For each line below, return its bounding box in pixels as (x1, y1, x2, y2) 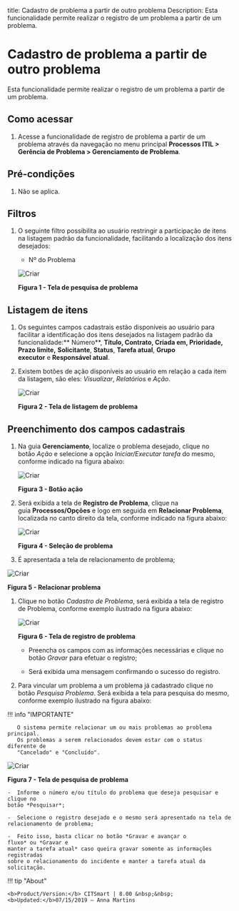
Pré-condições (7, 168, 75, 181)
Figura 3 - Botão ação (17, 485, 83, 493)
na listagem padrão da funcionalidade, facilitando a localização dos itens (17, 234, 232, 243)
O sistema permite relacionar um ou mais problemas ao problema (16, 724, 213, 731)
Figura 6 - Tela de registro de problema (17, 632, 136, 640)
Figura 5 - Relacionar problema (7, 583, 101, 591)
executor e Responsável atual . (17, 353, 110, 362)
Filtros (7, 207, 37, 220)
